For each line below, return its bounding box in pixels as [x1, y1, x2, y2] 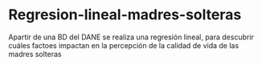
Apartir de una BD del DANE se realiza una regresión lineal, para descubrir [8, 32, 255, 42]
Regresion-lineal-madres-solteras [8, 6, 242, 24]
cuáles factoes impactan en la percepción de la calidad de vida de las [8, 40, 239, 50]
